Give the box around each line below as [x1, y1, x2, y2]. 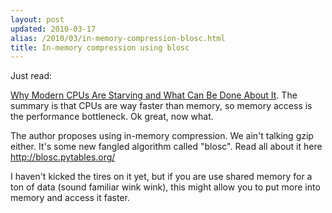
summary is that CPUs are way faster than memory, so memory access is [10, 100, 313, 112]
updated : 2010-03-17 [10, 24, 97, 34]
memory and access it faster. [10, 192, 130, 204]
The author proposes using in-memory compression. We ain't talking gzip [10, 130, 314, 142]
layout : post [10, 14, 65, 25]
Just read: [10, 70, 52, 82]
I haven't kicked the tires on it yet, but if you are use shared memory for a [10, 171, 313, 183]
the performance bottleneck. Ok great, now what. [10, 111, 214, 123]
